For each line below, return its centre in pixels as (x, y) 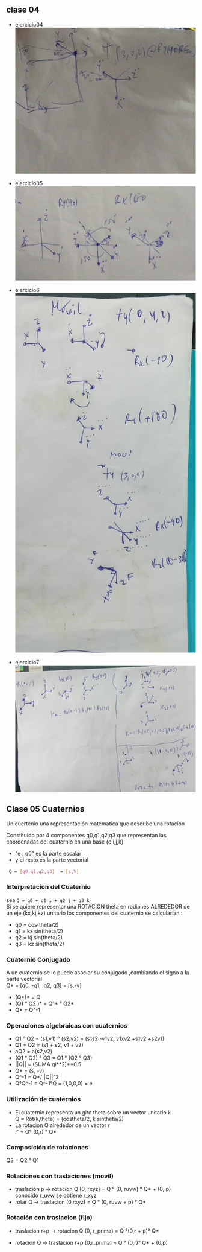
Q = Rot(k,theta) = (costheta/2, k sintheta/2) (69, 1119)
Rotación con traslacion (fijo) (49, 1218)
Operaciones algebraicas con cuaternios (67, 1026)
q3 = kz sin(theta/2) (39, 944)
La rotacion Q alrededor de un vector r (62, 1125)
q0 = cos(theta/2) (37, 924)
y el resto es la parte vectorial (52, 860)
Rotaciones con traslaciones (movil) (60, 1176)
